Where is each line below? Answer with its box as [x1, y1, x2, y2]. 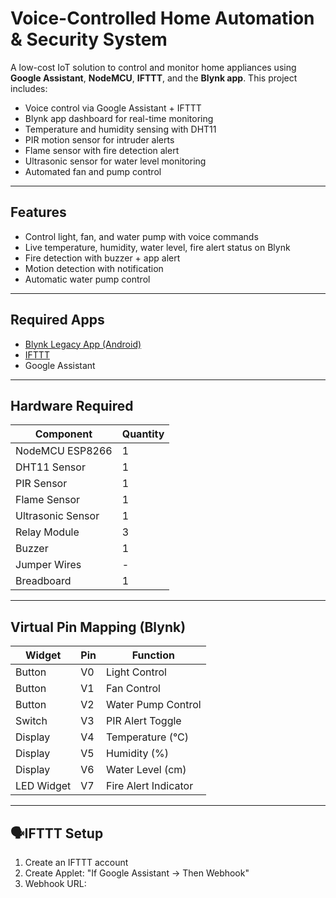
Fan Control [106, 682, 161, 696]
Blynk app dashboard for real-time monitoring [24, 112, 214, 124]
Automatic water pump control [24, 273, 151, 285]
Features [10, 204, 67, 221]
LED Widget [15, 779, 72, 793]
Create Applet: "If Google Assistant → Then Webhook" [24, 867, 250, 879]
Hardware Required [10, 397, 134, 414]
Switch [15, 714, 48, 728]
